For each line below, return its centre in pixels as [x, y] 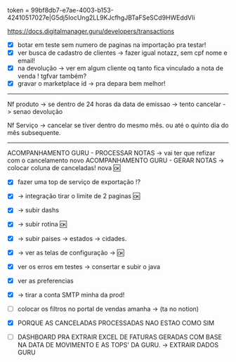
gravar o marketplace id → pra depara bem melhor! [92, 84]
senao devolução [38, 112]
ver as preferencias [45, 280]
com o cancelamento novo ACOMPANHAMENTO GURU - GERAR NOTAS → [116, 160]
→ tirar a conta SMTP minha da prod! [71, 295]
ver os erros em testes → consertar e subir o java [88, 266]
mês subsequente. [34, 133]
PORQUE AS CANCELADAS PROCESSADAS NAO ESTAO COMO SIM [116, 323]
